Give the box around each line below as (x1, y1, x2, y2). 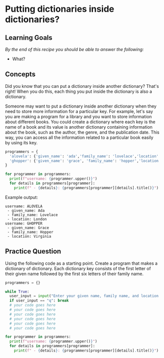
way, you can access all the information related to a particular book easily (5, 134, 154, 140)
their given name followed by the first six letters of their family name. (5, 271, 143, 276)
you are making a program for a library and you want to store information (5, 113, 152, 119)
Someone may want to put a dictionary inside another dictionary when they (5, 103, 157, 109)
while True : (5, 289, 29, 294)
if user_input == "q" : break (9, 298, 69, 303)
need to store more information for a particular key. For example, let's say (5, 108, 153, 114)
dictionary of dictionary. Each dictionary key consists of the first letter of (5, 265, 151, 271)
